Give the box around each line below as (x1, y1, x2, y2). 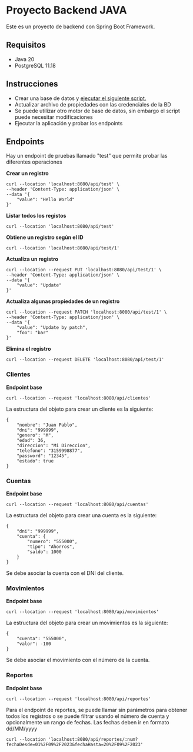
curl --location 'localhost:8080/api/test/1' (6, 245, 119, 251)
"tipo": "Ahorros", (27, 544, 75, 550)
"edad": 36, (16, 437, 46, 443)
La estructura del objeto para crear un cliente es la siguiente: (6, 405, 154, 412)
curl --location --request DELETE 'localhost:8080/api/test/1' (6, 357, 165, 362)
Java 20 (14, 55, 35, 62)
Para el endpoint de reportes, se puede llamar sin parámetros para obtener (6, 706, 188, 713)
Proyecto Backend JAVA (6, 4, 128, 17)
